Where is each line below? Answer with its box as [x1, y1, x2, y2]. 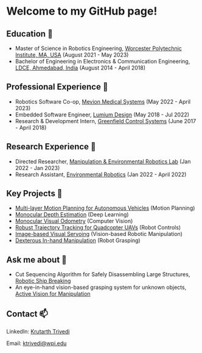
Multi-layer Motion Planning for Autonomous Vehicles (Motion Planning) [15, 204, 195, 212]
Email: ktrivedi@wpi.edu [6, 340, 67, 347]
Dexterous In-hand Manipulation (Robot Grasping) [15, 237, 141, 244]
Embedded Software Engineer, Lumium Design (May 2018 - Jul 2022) [15, 111, 190, 118]
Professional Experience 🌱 [6, 82, 108, 92]
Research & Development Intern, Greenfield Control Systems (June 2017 [15, 117, 197, 124]
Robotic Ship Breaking [15, 277, 71, 285]
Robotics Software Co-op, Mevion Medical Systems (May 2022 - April [15, 98, 190, 105]
